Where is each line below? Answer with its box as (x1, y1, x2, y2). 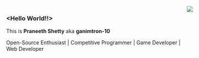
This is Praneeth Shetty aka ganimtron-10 (6, 28, 111, 35)
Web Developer (6, 46, 44, 53)
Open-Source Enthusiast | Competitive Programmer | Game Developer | (6, 39, 181, 46)
